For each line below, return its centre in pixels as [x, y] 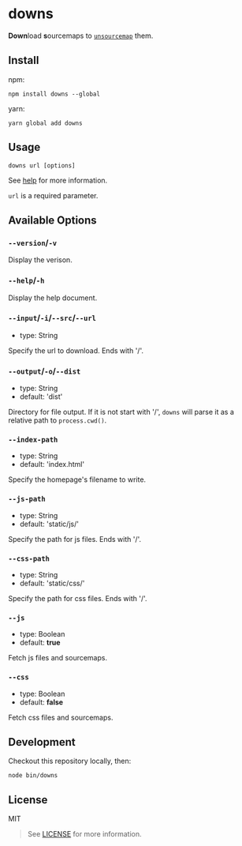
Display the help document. [53, 298]
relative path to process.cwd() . [58, 420]
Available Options [52, 220]
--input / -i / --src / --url [52, 318]
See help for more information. [58, 180]
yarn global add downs [45, 123]
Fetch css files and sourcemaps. [61, 717]
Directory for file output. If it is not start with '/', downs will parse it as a [121, 412]
